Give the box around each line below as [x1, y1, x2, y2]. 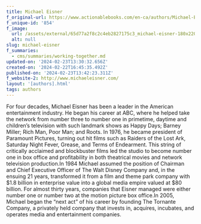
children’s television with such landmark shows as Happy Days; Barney [6, 122, 181, 129]
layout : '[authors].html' [6, 81, 71, 87]
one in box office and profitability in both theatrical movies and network [6, 154, 182, 161]
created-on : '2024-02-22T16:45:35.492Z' [6, 64, 109, 70]
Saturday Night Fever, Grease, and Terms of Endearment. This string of [6, 141, 181, 148]
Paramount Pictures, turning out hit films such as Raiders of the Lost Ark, [6, 134, 186, 142]
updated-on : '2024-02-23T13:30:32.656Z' [6, 59, 109, 65]
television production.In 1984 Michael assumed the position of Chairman [6, 159, 184, 167]
